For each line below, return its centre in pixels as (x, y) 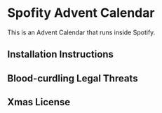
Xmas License (39, 102)
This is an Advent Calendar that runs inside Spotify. (81, 32)
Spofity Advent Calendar (81, 13)
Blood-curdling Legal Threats (73, 78)
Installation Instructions (61, 54)
